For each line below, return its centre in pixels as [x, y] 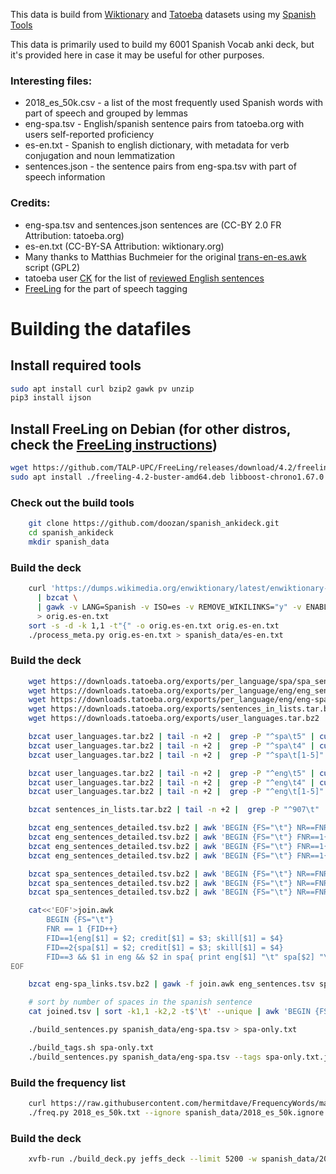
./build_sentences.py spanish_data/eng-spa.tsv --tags [145, 1057]
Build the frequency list [68, 1082]
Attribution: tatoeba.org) [74, 235]
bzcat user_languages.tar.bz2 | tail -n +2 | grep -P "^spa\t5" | [171, 737]
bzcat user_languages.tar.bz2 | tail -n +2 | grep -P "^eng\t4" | [171, 782]
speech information [65, 177]
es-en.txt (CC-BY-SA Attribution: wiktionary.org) [124, 246]
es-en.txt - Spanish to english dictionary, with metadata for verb [157, 145]
